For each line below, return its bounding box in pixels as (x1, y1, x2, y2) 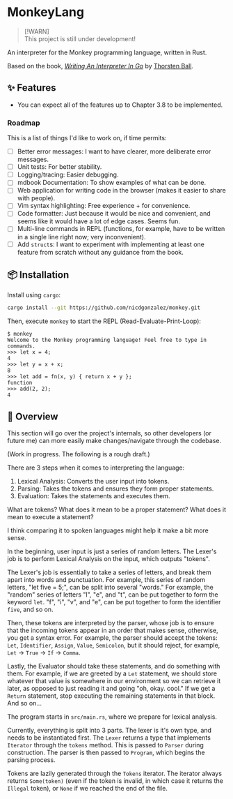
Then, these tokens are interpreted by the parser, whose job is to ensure (7, 619, 214, 627)
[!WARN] (24, 27, 50, 36)
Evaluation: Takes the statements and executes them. (17, 492, 170, 500)
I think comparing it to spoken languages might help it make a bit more (7, 526, 209, 535)
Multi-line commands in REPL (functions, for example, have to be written (17, 225, 225, 233)
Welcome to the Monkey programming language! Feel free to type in (7, 336, 207, 344)
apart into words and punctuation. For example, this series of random (7, 576, 206, 584)
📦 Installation (7, 269, 70, 281)
